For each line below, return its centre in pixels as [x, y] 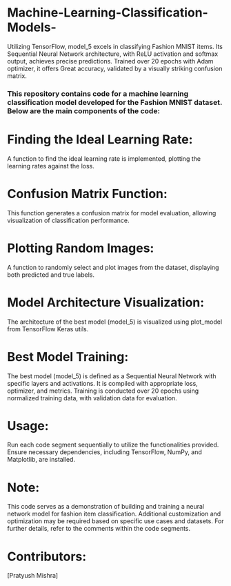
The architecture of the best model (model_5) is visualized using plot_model [115, 322]
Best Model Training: [68, 357]
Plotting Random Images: [81, 248]
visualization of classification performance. [68, 220]
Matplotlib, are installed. [41, 460]
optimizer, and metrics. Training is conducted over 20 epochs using [103, 391]
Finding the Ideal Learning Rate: [100, 140]
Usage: [28, 426]
